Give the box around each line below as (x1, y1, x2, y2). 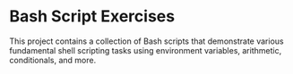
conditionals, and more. (9, 54, 97, 65)
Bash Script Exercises (9, 6, 176, 27)
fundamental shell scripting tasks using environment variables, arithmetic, (9, 45, 282, 55)
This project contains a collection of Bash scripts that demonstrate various (9, 36, 284, 46)
